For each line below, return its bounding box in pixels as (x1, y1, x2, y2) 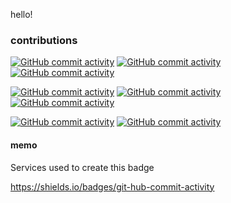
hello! (10, 9, 33, 20)
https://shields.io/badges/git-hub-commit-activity (10, 180, 215, 193)
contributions (10, 33, 78, 47)
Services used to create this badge (10, 161, 155, 173)
